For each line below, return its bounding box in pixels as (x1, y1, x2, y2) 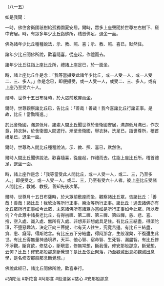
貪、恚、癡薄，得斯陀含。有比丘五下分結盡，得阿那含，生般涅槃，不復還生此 (5, 231, 159, 236)
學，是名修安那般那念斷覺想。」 (5, 255, 67, 261)
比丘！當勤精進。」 (13, 111, 50, 117)
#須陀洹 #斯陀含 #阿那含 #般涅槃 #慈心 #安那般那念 (5, 276, 109, 282)
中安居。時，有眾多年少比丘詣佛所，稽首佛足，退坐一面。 (5, 31, 121, 36)
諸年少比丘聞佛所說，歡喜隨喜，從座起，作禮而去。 (5, 51, 108, 57)
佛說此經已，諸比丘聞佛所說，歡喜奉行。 (5, 265, 86, 271)
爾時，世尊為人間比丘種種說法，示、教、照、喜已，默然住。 (5, 144, 125, 150)
